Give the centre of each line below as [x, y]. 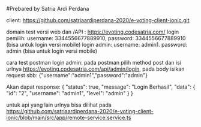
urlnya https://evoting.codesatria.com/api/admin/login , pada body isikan [95, 69]
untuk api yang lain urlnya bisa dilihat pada [59, 105]
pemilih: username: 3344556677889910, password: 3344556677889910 [96, 38]
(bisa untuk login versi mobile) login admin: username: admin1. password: [97, 45]
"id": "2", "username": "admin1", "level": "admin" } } [70, 93]
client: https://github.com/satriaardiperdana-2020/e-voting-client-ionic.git [98, 20]
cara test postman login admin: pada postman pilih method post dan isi [94, 63]
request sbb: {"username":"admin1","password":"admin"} [77, 75]
